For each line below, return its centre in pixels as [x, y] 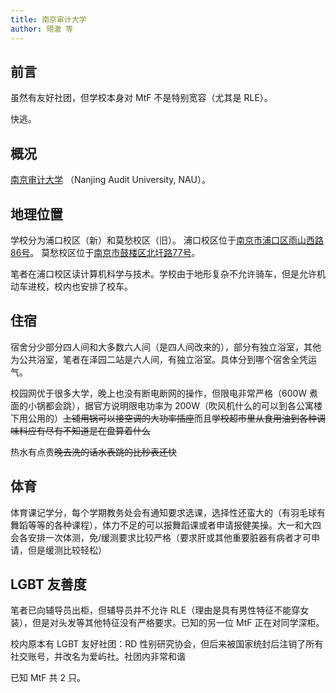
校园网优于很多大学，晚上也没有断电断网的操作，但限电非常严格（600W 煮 [164, 393]
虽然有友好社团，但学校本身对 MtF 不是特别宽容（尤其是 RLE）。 [141, 98]
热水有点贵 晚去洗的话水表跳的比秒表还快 [93, 452]
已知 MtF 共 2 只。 [48, 678]
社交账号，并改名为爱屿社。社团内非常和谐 [98, 657]
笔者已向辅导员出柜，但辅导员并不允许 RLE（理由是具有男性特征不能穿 [155, 610]
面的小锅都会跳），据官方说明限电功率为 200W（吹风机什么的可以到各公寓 [162, 405]
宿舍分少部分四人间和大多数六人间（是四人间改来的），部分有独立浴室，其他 [166, 347]
